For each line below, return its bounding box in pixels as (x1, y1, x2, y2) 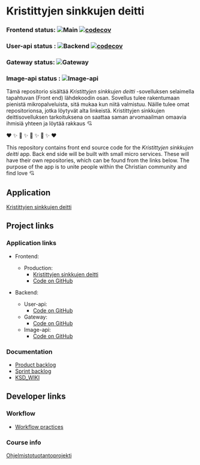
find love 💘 (6, 170, 35, 177)
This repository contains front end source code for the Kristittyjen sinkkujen (6, 144, 194, 151)
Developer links (6, 392, 66, 402)
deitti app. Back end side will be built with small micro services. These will (6, 151, 189, 158)
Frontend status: (6, 26, 56, 34)
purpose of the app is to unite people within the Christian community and (6, 163, 187, 170)
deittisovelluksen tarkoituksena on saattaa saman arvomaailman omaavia (6, 113, 187, 121)
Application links (6, 239, 57, 248)
